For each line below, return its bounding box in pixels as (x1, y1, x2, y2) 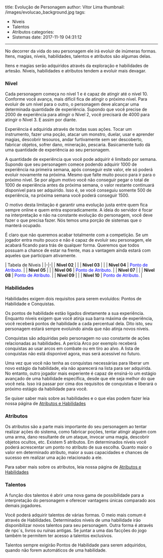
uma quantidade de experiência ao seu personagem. (5, 147, 111, 153)
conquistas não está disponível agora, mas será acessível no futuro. (5, 350, 141, 356)
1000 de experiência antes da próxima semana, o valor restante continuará (5, 182, 154, 188)
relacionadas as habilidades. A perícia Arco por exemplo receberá (5, 340, 137, 346)
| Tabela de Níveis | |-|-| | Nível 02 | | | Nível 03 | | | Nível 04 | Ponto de (5, 262, 148, 268)
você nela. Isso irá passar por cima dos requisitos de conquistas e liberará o (5, 381, 157, 386)
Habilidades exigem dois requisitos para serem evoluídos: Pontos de (5, 296, 142, 301)
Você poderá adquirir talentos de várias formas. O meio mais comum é (5, 512, 147, 518)
